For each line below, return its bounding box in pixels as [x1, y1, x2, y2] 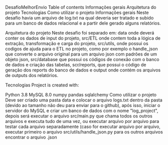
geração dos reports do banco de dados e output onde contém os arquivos [5, 67, 161, 73]
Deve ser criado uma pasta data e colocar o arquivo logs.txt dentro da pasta [5, 97, 163, 103]
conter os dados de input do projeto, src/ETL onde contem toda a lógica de [5, 35, 160, 41]
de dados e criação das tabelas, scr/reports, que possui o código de [5, 62, 146, 67]
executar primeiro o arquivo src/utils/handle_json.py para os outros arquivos [5, 129, 163, 134]
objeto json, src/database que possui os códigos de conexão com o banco [5, 56, 159, 62]
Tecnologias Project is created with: [5, 82, 79, 88]
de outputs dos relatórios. [5, 72, 59, 78]
